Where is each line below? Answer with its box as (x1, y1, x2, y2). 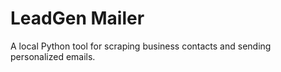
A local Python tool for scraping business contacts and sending (10, 40, 272, 52)
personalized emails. (10, 50, 96, 62)
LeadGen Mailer (10, 7, 145, 30)
